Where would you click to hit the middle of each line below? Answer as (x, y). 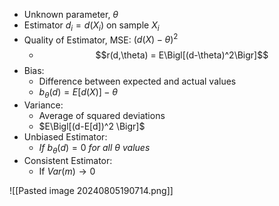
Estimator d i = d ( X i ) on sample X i (91, 26)
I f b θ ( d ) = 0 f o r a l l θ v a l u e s (94, 149)
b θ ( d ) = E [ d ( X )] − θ (78, 93)
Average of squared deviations (102, 116)
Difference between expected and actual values (137, 81)
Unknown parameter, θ (71, 14)
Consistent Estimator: (68, 161)
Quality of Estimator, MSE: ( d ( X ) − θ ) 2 (101, 39)
